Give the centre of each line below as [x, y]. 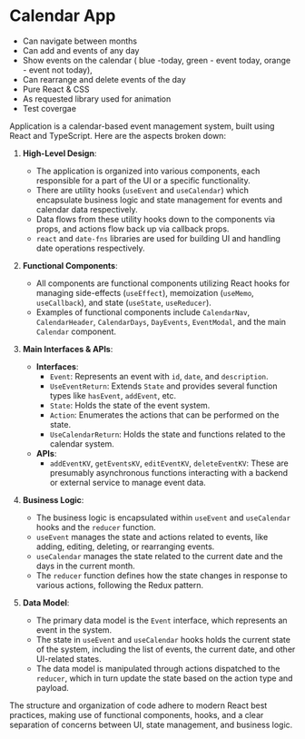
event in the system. [74, 630]
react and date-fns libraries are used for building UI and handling [158, 238]
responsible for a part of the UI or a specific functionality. [143, 180]
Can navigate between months [80, 41]
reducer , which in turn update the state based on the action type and [164, 678]
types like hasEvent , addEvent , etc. [113, 395]
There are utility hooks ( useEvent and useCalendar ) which [143, 190]
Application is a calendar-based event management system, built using [142, 126]
